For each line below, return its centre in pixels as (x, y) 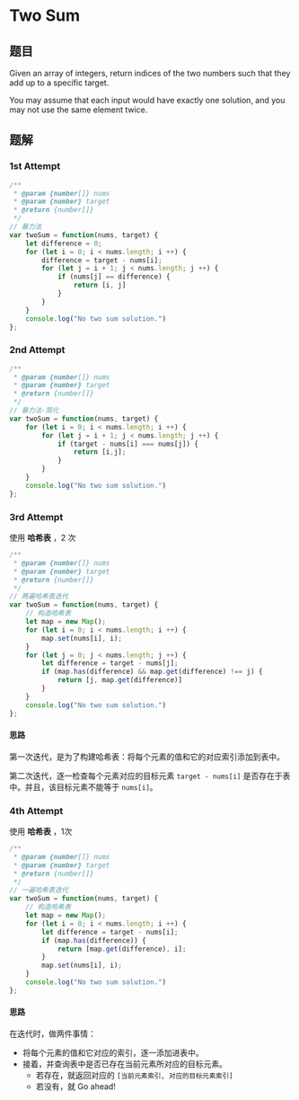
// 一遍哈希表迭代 (39, 891)
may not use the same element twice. (79, 110)
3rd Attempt (36, 517)
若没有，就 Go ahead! (76, 1086)
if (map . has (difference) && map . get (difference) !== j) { (152, 672)
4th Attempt (36, 811)
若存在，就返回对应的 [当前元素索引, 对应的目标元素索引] (134, 1075)
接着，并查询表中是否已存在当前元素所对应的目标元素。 (124, 1064)
